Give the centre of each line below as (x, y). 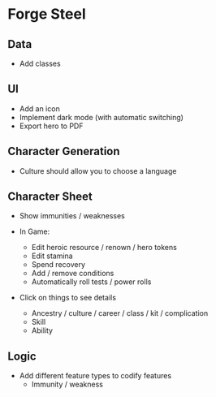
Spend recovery (58, 265)
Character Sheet (50, 197)
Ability (42, 330)
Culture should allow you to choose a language (98, 170)
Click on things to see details (68, 298)
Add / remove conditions (73, 274)
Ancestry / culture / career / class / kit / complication (120, 313)
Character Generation (64, 151)
